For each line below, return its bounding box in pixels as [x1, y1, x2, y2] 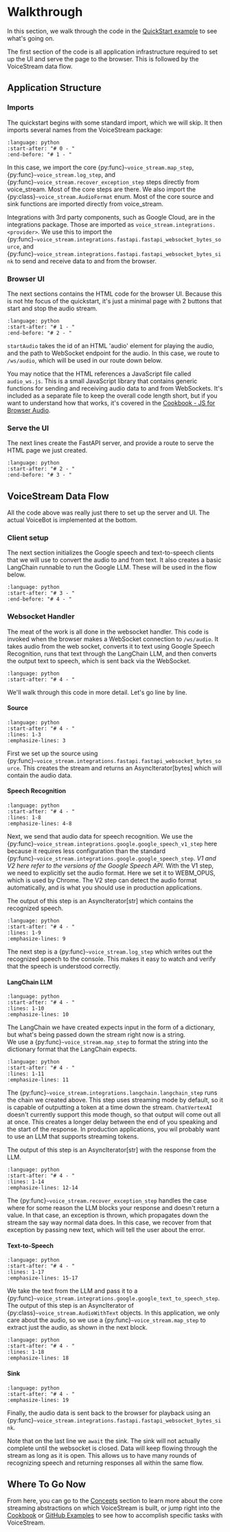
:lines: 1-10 [7, 1005, 45, 1012]
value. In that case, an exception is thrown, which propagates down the [7, 1211, 209, 1220]
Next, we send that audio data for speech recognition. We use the [7, 832, 194, 841]
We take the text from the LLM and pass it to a [7, 1287, 138, 1295]
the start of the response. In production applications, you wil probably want [7, 1125, 220, 1134]
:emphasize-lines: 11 [7, 1077, 69, 1083]
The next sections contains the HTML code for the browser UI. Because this [7, 290, 222, 298]
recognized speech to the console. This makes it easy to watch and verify [7, 955, 216, 963]
